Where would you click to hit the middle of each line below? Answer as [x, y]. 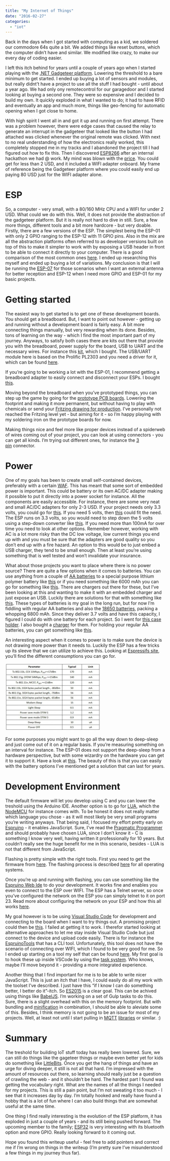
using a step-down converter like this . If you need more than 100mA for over [85, 523]
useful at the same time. [30, 1106]
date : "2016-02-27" [26, 16]
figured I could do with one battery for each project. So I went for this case [83, 619]
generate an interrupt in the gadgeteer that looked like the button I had [79, 131]
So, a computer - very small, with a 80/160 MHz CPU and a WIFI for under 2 [84, 209]
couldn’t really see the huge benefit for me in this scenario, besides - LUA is [85, 844]
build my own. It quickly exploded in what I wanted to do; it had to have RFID [85, 100]
